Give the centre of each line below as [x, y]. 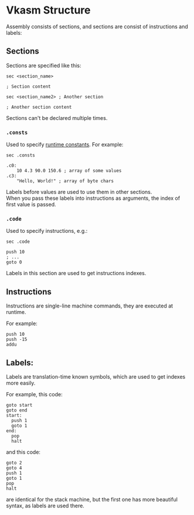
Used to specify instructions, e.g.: [47, 231]
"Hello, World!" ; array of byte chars [65, 181]
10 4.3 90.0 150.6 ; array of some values [69, 171]
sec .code [18, 242]
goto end [17, 410]
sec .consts [21, 155]
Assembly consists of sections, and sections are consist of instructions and [97, 26]
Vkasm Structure [48, 10]
